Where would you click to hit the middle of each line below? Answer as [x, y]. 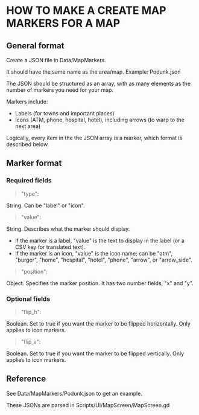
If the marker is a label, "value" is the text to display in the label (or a [100, 240]
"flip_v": [31, 341]
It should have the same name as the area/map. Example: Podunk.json [93, 72]
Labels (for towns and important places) [65, 113]
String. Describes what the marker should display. [68, 229]
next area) [28, 126]
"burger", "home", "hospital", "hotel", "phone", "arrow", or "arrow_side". [104, 260]
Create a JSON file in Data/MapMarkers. [56, 60]
